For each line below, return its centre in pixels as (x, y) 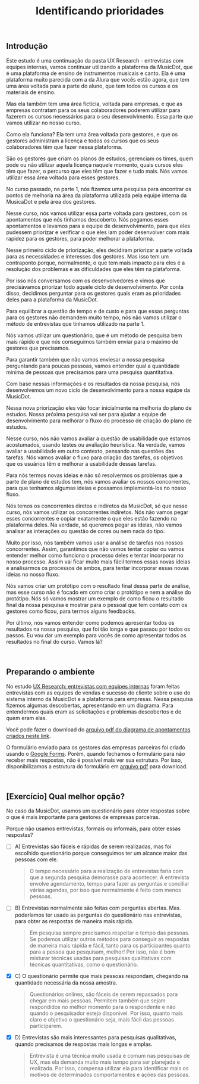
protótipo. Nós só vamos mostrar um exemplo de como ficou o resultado (95, 598)
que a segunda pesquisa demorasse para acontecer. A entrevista (109, 877)
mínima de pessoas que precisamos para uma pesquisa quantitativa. (90, 372)
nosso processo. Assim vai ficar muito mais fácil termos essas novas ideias (98, 562)
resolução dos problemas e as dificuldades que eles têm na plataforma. (94, 269)
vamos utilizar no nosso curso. (44, 123)
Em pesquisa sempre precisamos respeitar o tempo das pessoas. (110, 933)
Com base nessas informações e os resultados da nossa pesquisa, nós (93, 384)
